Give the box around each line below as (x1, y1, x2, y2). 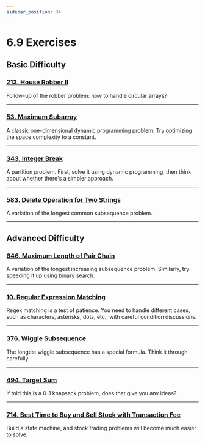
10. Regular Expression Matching (6, 293, 106, 301)
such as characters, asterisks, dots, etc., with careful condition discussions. (6, 313, 197, 321)
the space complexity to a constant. (6, 133, 96, 141)
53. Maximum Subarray (6, 113, 77, 121)
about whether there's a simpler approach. (6, 175, 114, 182)
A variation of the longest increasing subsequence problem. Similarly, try (6, 266, 190, 273)
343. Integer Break (6, 154, 63, 163)
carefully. (6, 354, 30, 362)
